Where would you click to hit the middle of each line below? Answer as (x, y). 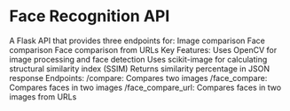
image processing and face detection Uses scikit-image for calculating (138, 59)
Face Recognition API (90, 16)
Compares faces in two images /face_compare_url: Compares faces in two (145, 87)
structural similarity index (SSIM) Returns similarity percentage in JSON (140, 69)
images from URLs (43, 96)
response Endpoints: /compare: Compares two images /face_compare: (138, 78)
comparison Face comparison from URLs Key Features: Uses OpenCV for (143, 49)
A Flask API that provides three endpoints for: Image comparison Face (137, 41)
